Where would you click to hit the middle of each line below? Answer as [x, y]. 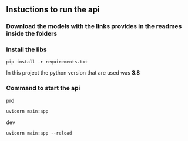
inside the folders [32, 33]
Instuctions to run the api [53, 10]
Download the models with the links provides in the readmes [94, 26]
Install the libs [26, 49]
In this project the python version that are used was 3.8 [73, 72]
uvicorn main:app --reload [39, 133]
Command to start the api [43, 88]
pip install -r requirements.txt [47, 62]
